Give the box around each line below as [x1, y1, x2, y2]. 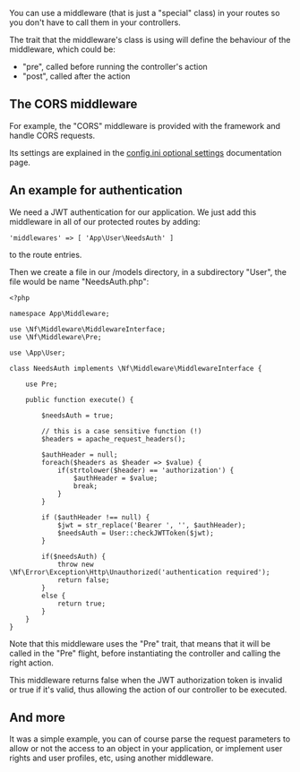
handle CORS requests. [9, 130, 96, 141]
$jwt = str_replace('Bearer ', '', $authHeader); [56, 520, 246, 529]
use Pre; [25, 380, 58, 389]
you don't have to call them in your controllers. [9, 17, 181, 28]
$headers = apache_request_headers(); [41, 434, 186, 443]
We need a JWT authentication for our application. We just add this [9, 206, 257, 218]
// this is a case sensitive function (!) [41, 426, 202, 435]
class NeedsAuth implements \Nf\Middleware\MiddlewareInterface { [9, 364, 262, 373]
